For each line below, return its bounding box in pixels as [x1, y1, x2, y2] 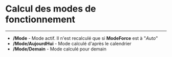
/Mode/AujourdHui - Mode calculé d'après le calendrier [12, 40, 132, 46]
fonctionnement [5, 14, 76, 25]
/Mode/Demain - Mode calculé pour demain [12, 46, 106, 52]
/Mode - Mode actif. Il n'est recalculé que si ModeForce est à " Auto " [12, 35, 158, 41]
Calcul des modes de [5, 3, 96, 15]
